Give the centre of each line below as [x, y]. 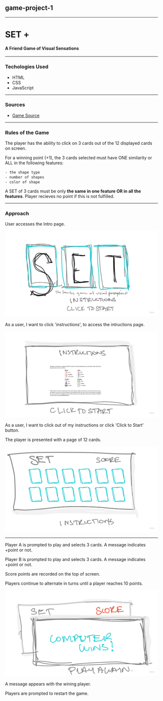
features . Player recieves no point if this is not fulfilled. [60, 196]
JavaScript [23, 88]
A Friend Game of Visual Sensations [42, 48]
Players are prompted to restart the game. [47, 693]
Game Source [26, 115]
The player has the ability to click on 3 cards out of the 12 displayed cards [79, 143]
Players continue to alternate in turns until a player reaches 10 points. [74, 583]
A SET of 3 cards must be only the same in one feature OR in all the [73, 191]
